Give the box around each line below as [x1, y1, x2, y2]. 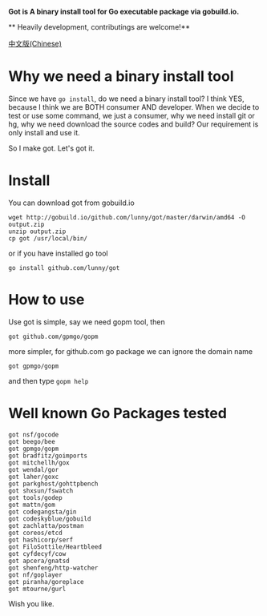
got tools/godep [8, 493, 63, 501]
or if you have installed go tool [8, 248, 108, 258]
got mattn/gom [8, 501, 56, 509]
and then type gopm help [8, 376, 89, 385]
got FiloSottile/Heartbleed [8, 542, 103, 551]
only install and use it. [8, 127, 80, 137]
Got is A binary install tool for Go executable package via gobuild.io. [8, 7, 240, 16]
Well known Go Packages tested [8, 405, 227, 422]
